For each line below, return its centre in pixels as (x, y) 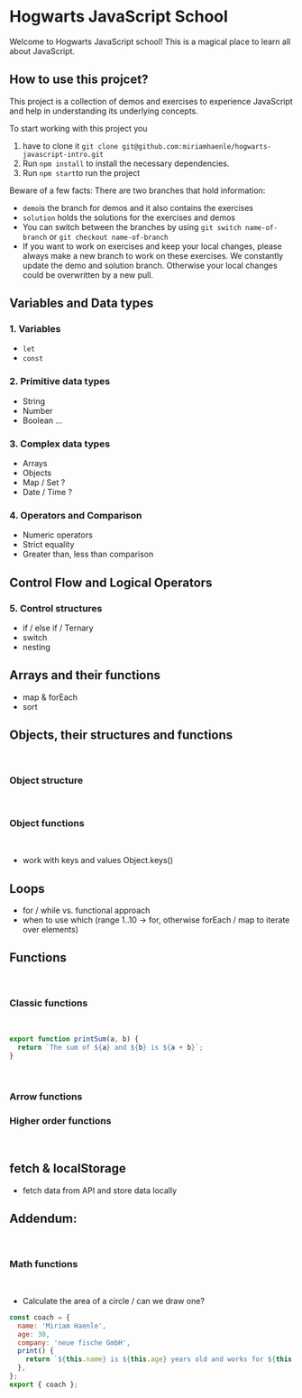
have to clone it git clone (70, 145)
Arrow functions (46, 1096)
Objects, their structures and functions (121, 736)
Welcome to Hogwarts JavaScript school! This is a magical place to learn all (150, 41)
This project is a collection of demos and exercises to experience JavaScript (151, 101)
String (34, 401)
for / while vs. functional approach (86, 911)
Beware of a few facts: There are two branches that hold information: (137, 190)
